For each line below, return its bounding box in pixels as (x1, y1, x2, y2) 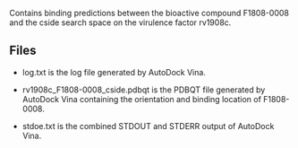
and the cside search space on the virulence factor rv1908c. (9, 17, 232, 28)
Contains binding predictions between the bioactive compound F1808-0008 (9, 8, 289, 18)
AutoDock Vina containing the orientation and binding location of (21, 93, 262, 104)
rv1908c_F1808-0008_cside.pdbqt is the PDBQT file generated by (21, 84, 266, 95)
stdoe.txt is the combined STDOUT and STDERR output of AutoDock (21, 120, 275, 131)
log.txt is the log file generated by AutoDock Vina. (21, 66, 206, 77)
